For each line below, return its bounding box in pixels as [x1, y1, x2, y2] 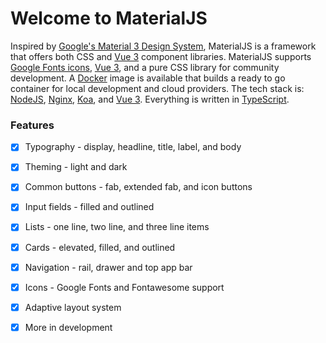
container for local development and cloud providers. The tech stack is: [10, 82, 305, 94]
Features [10, 118, 55, 132]
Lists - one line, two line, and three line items [24, 221, 210, 233]
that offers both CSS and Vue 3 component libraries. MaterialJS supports [10, 50, 312, 62]
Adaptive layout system [24, 301, 122, 313]
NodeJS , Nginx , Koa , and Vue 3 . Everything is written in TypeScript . [10, 93, 290, 105]
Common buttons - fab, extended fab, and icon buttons [24, 181, 253, 193]
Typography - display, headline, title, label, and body [24, 141, 242, 153]
